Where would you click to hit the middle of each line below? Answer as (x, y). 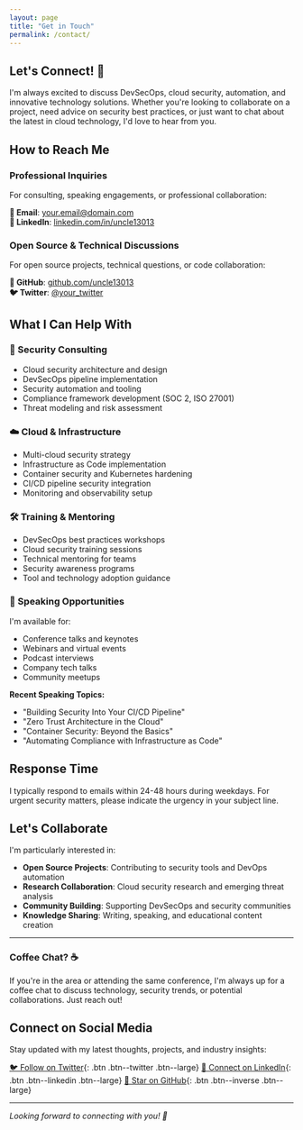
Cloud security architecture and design (95, 369)
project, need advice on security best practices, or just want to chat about (147, 112)
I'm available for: (40, 621)
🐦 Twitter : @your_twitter (56, 293)
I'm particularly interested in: (63, 850)
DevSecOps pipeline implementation (90, 378)
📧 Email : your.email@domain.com (72, 212)
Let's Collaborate (59, 829)
